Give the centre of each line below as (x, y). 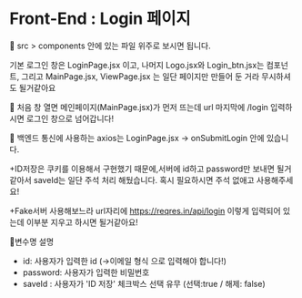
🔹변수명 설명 (32, 241)
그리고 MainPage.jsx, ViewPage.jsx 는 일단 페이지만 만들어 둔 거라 (141, 76)
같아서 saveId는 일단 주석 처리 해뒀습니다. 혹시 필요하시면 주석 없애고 (132, 180)
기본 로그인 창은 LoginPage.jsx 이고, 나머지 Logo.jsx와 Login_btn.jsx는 (137, 65)
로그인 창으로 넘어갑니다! (70, 118)
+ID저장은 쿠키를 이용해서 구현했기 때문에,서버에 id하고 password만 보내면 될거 (151, 169)
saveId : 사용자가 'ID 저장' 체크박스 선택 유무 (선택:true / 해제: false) (144, 283)
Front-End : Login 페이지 (100, 19)
